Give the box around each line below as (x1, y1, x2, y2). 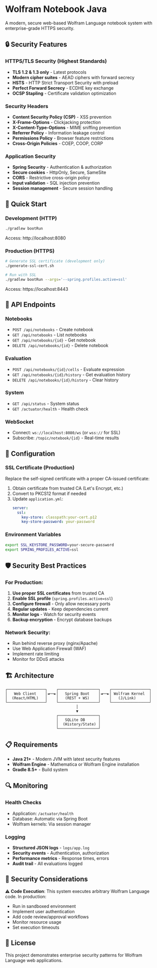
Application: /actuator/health (12, 810, 74, 816)
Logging (5, 833, 26, 840)
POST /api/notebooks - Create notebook (12, 327, 94, 333)
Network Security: (5, 629, 51, 636)
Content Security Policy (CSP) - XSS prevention (12, 114, 111, 120)
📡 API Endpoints (5, 300, 56, 309)
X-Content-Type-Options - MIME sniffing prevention (12, 124, 121, 130)
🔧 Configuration (5, 449, 55, 458)
